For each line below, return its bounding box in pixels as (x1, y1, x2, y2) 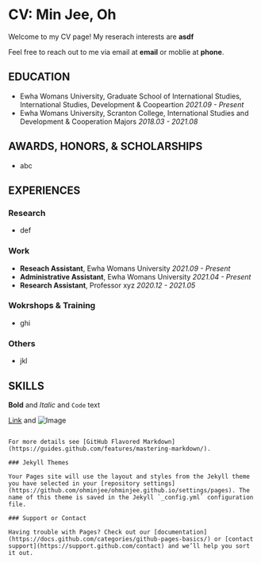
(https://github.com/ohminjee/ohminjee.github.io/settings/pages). (8, 486, 236, 494)
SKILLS (8, 379, 45, 392)
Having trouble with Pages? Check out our (8, 528, 151, 536)
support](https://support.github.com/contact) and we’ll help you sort (8, 542, 250, 550)
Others (8, 337, 36, 349)
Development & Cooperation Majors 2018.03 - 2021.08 (19, 117, 198, 126)
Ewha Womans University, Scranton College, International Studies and (19, 108, 249, 118)
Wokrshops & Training (8, 300, 96, 311)
